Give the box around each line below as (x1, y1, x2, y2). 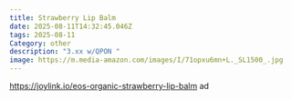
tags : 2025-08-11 (9, 30, 76, 39)
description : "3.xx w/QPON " (9, 47, 120, 56)
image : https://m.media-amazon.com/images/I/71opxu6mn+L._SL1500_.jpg (9, 55, 284, 65)
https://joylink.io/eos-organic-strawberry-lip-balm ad (9, 81, 210, 91)
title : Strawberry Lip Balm (9, 13, 117, 23)
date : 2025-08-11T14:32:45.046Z (9, 22, 132, 31)
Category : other (9, 38, 71, 48)
